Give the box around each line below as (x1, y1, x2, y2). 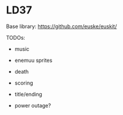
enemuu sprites (14, 57, 53, 64)
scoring (14, 79, 33, 86)
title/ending (14, 90, 43, 97)
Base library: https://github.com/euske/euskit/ (6, 23, 117, 30)
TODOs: (6, 34, 25, 41)
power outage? (14, 102, 52, 109)
